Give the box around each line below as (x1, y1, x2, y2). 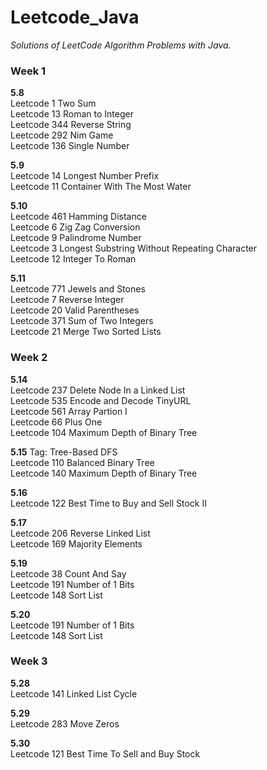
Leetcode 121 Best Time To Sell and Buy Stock (10, 747, 201, 760)
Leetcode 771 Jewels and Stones (10, 283, 146, 295)
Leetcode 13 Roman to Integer (10, 108, 134, 120)
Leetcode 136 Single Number (10, 140, 130, 152)
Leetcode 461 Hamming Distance (10, 211, 147, 223)
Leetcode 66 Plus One (10, 416, 103, 428)
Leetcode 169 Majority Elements (10, 537, 143, 550)
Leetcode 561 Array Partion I (10, 405, 128, 417)
